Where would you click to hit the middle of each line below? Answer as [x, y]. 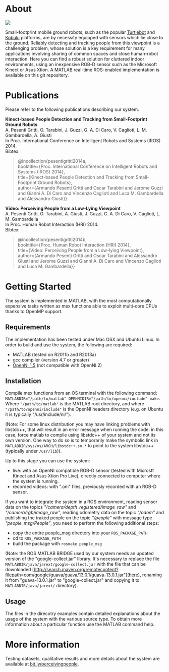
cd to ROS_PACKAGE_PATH [37, 538]
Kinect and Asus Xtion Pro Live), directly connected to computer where [86, 476]
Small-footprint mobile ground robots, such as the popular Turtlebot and [80, 32]
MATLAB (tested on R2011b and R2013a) [54, 354]
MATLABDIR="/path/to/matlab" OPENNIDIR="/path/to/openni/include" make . [83, 398]
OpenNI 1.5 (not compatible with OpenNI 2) [57, 365]
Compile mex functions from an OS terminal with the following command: [81, 393]
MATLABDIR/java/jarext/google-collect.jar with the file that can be [76, 564]
